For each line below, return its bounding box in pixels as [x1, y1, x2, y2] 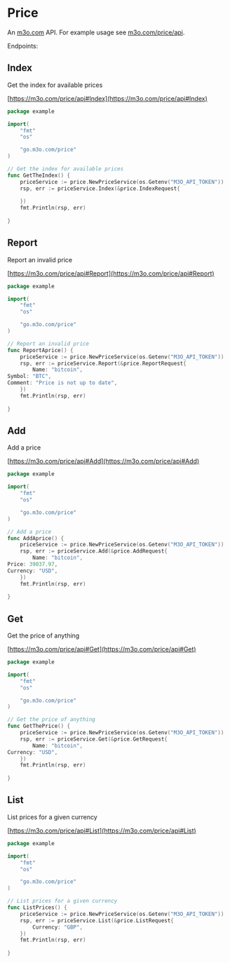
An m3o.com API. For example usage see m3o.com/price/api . [7, 28, 185, 36]
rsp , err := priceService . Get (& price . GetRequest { [20, 735, 168, 743]
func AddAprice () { [7, 534, 65, 541]
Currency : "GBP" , [32, 924, 83, 931]
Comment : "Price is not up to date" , [7, 379, 118, 386]
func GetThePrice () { [7, 722, 71, 730]
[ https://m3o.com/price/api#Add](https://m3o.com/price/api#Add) [7, 457, 200, 466]
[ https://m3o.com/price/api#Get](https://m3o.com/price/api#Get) [7, 645, 196, 654]
